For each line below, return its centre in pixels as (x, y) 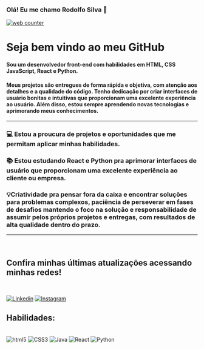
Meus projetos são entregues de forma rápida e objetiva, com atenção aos (102, 85)
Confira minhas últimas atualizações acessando (99, 263)
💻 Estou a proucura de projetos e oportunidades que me (91, 134)
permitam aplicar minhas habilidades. (63, 144)
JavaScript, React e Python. (42, 71)
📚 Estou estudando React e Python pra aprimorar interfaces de (102, 161)
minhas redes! (34, 272)
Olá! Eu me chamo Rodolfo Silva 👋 (57, 10)
